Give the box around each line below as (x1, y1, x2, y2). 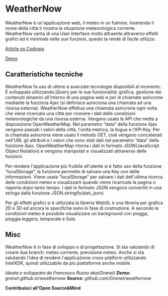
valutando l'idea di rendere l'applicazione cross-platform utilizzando (5, 255, 147, 261)
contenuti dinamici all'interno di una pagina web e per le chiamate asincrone (5, 94, 163, 100)
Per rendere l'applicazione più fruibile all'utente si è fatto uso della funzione (5, 163, 162, 169)
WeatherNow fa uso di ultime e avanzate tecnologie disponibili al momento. (5, 83, 161, 89)
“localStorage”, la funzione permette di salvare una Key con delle (5, 168, 140, 174)
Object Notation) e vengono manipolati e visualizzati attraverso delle (5, 147, 147, 154)
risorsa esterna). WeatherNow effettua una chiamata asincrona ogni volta (5, 105, 157, 111)
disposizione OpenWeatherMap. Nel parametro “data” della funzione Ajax (5, 121, 157, 127)
